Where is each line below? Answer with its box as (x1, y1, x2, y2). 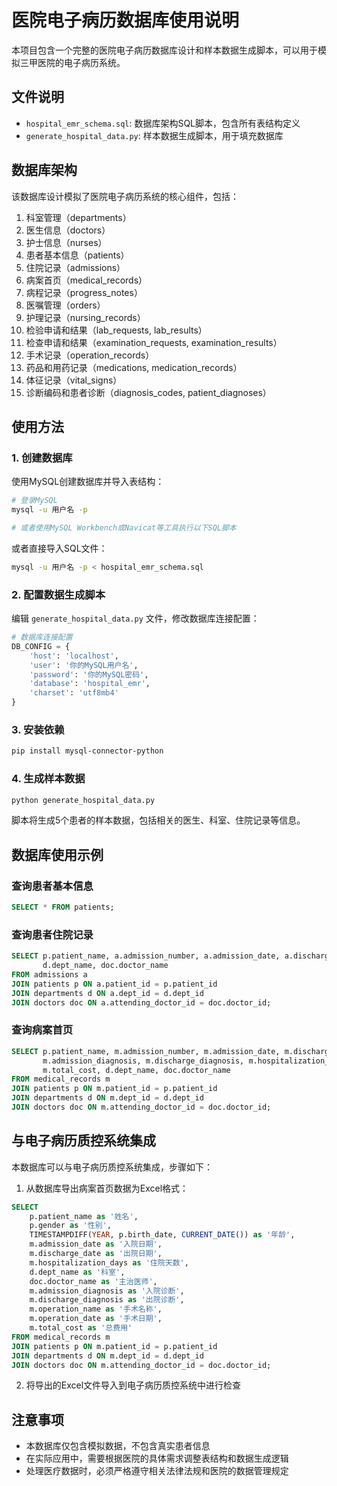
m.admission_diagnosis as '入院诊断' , (29, 1286, 185, 1296)
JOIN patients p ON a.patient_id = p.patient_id (11, 979, 218, 989)
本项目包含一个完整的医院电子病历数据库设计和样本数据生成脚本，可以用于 (11, 44, 318, 56)
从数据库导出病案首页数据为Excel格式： (25, 1182, 189, 1194)
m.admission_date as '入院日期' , (29, 1239, 163, 1250)
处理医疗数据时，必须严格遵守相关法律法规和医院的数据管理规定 (25, 1465, 289, 1477)
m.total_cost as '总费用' (29, 1323, 133, 1333)
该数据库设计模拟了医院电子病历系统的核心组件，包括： (11, 190, 239, 202)
